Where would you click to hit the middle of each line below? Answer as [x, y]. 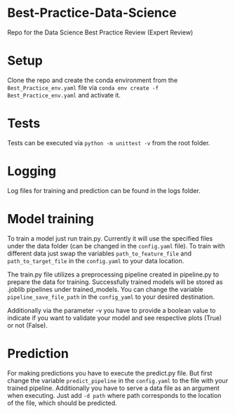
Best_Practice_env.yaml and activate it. [64, 95]
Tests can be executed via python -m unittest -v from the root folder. [109, 142]
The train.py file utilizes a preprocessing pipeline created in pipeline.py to [113, 274]
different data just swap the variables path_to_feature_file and [99, 253]
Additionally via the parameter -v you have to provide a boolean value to [112, 310]
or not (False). [27, 325]
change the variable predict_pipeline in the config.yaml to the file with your [118, 380]
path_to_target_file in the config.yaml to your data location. [96, 260]
